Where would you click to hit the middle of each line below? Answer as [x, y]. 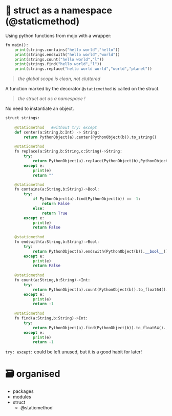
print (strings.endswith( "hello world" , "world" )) [67, 54]
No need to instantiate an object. [40, 109]
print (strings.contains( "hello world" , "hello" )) [67, 50]
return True [55, 213]
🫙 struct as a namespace [59, 11]
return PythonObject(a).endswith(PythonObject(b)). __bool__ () [100, 251]
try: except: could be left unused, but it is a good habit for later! [74, 352]
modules [22, 397]
